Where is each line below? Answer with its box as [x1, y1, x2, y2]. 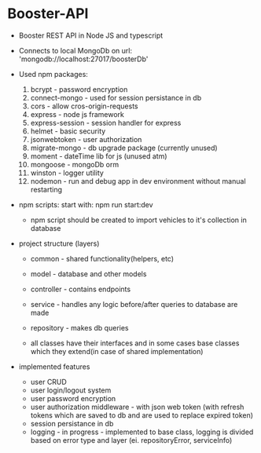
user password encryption [30, 393, 116, 403]
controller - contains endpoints [30, 284, 131, 294]
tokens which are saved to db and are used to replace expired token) [30, 410, 253, 420]
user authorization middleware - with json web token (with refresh [30, 402, 244, 411]
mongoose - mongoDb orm [30, 159, 119, 169]
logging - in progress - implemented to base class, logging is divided [30, 427, 254, 437]
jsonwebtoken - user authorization [30, 134, 142, 144]
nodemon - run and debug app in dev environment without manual [30, 176, 246, 185]
